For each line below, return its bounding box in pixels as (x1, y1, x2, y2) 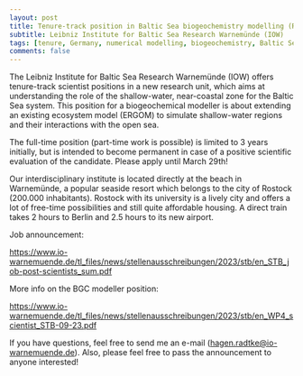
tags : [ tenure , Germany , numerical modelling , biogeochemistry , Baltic (9, 38, 284, 48)
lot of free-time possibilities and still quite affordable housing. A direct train (9, 202, 288, 213)
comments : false (9, 47, 70, 56)
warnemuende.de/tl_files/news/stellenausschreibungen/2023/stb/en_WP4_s (9, 310, 294, 321)
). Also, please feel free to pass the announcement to (74, 347, 272, 358)
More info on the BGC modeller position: (9, 283, 160, 294)
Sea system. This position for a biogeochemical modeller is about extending (9, 100, 291, 111)
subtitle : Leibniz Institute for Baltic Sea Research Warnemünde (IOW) (9, 30, 284, 39)
